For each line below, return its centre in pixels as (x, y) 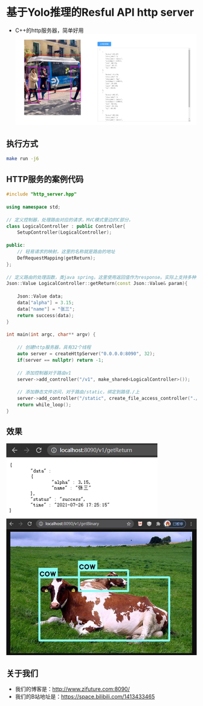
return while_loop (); (44, 405)
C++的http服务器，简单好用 (49, 30)
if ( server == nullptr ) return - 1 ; (60, 360)
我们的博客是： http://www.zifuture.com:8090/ (72, 689)
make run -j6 (23, 159)
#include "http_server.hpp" (42, 194)
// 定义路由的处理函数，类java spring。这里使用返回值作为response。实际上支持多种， (104, 277)
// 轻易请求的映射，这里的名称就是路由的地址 (66, 252)
